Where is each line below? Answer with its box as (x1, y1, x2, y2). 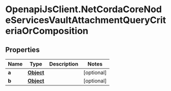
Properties (5, 45, 40, 54)
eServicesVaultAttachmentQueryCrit (5, 14, 166, 26)
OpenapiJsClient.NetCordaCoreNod (5, 4, 162, 15)
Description (49, 60, 78, 67)
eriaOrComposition (5, 25, 89, 37)
